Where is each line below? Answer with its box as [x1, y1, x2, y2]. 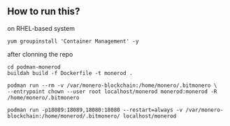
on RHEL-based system [7, 24, 76, 32]
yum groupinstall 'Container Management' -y [7, 38, 139, 45]
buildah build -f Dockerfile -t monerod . [7, 69, 133, 76]
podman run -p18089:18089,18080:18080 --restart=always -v [7, 106, 183, 113]
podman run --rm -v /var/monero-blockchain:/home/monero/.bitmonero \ [7, 82, 217, 89]
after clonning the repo [7, 50, 73, 58]
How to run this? [7, 6, 80, 17]
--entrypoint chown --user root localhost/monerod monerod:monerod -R [7, 87, 217, 95]
